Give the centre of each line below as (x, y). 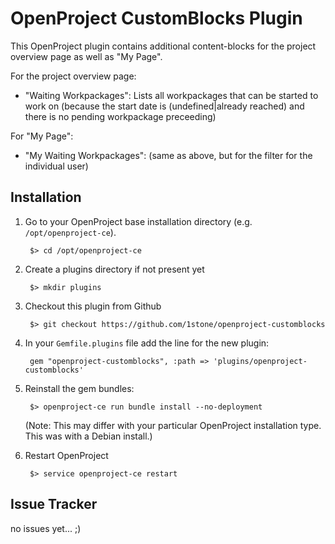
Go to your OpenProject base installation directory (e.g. (138, 221)
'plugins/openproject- (260, 361)
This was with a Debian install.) (88, 436)
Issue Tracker (54, 504)
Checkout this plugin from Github (93, 306)
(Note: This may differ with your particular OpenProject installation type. (173, 425)
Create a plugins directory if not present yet (114, 269)
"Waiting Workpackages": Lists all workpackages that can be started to (171, 95)
